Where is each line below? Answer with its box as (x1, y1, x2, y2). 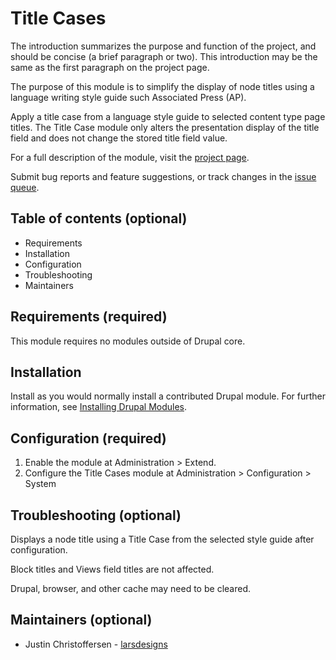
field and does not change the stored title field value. (10, 132, 228, 144)
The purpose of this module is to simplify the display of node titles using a (10, 80, 315, 92)
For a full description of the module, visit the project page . (10, 151, 250, 163)
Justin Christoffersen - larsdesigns (24, 638, 168, 650)
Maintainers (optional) (10, 612, 153, 629)
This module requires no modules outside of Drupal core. (10, 335, 246, 347)
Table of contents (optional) (10, 210, 188, 227)
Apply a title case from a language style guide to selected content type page (10, 110, 326, 122)
